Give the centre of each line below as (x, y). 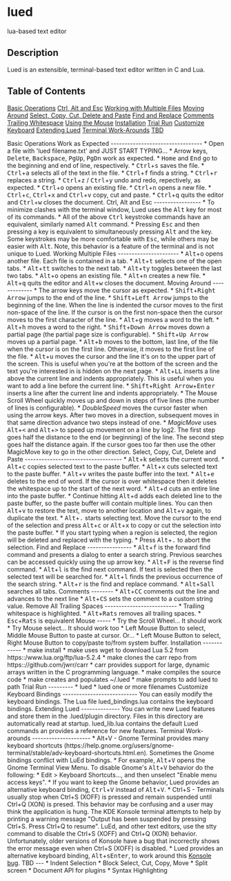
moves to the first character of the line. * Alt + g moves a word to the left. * (113, 319)
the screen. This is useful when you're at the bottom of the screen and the (113, 363)
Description (33, 53)
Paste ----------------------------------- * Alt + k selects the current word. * (116, 459)
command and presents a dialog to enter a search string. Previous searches (115, 554)
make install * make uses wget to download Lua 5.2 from (108, 650)
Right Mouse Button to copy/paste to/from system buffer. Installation (104, 643)
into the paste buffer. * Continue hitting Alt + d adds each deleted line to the (115, 495)
